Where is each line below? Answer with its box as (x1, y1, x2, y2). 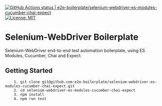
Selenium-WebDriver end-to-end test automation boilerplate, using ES (5, 47, 146, 53)
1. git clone (14, 79, 40, 84)
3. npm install (14, 92, 45, 97)
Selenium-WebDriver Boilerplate (5, 32, 139, 43)
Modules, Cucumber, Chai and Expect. (5, 53, 82, 58)
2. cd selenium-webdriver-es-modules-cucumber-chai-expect (14, 88, 136, 93)
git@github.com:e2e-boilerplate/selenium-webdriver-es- (42, 79, 158, 84)
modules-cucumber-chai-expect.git (5, 83, 75, 89)
